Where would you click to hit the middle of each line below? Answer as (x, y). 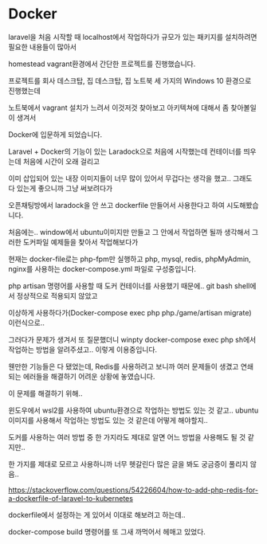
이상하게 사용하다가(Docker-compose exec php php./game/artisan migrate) (130, 312)
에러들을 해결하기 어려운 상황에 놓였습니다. (89, 376)
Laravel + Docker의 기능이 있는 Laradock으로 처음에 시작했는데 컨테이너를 (125, 151)
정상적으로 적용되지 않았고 (57, 295)
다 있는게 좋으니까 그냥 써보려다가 (61, 188)
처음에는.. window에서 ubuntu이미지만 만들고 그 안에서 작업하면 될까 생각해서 (129, 232)
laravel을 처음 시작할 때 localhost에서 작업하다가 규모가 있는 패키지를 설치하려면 (133, 37)
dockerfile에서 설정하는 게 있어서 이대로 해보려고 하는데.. (97, 515)
